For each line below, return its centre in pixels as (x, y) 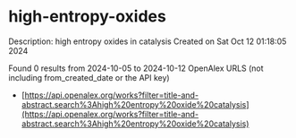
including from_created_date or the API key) (89, 77)
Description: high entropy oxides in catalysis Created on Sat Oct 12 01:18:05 (148, 41)
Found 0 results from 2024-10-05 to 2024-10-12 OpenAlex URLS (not (136, 68)
